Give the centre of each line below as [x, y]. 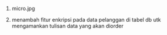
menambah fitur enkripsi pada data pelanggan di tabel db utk [86, 20]
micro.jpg [23, 8]
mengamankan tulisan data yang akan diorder [68, 26]
